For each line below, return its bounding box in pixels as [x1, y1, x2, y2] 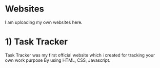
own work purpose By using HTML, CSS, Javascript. [5, 57, 111, 63]
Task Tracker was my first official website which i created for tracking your [5, 52, 155, 58]
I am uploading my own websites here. [5, 19, 83, 25]
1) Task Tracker [5, 36, 68, 47]
